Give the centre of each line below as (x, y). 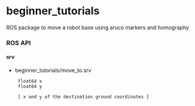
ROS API (19, 43)
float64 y (30, 87)
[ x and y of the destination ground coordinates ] (83, 97)
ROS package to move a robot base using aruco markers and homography (98, 27)
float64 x (30, 82)
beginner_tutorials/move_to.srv (53, 70)
